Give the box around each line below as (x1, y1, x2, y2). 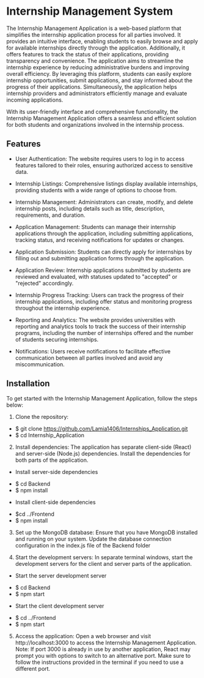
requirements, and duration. (15, 211, 86, 219)
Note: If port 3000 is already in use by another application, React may (15, 645, 191, 653)
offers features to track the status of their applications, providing (6, 50, 169, 58)
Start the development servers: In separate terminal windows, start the (15, 553, 194, 561)
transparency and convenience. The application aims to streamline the (6, 57, 184, 64)
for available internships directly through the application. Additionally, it (6, 44, 185, 51)
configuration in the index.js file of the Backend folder (15, 541, 151, 549)
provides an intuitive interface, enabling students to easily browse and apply (6, 37, 199, 45)
